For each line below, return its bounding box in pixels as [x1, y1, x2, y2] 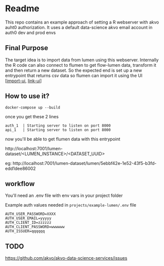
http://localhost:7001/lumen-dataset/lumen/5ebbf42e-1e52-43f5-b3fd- [12, 160, 157, 166]
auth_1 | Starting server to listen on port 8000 [5, 123, 111, 128]
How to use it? [5, 92, 50, 101]
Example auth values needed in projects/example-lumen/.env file [5, 202, 137, 208]
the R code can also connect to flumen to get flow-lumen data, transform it [5, 62, 157, 68]
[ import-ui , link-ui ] [5, 78, 42, 83]
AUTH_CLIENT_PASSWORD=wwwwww [5, 224, 65, 230]
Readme [5, 3, 40, 14]
